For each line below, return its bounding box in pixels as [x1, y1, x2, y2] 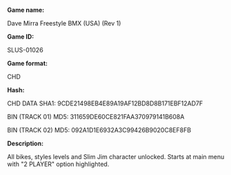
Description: [7, 139, 43, 147]
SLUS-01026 [7, 46, 43, 54]
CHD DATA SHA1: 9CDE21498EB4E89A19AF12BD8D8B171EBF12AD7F [7, 99, 203, 107]
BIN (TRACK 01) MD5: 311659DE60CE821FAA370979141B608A [7, 113, 185, 121]
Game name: [7, 6, 45, 14]
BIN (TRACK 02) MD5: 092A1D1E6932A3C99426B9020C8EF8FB [7, 126, 192, 134]
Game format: [7, 59, 48, 68]
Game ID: [7, 32, 34, 41]
